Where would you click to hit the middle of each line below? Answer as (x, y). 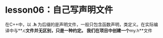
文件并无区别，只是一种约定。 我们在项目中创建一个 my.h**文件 (89, 30)
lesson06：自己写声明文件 (59, 10)
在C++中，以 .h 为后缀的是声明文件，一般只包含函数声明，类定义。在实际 (80, 24)
